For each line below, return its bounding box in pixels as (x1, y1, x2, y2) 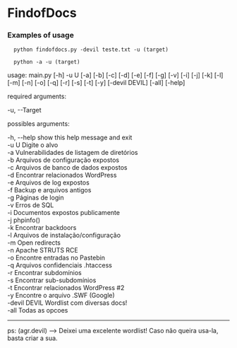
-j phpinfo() (7, 216, 41, 224)
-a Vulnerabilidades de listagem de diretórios (7, 149, 138, 157)
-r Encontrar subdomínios (7, 269, 83, 277)
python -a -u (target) (13, 59, 80, 66)
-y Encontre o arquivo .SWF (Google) (7, 291, 115, 300)
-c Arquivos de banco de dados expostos (7, 163, 128, 172)
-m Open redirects (7, 238, 61, 247)
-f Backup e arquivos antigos (7, 186, 92, 195)
